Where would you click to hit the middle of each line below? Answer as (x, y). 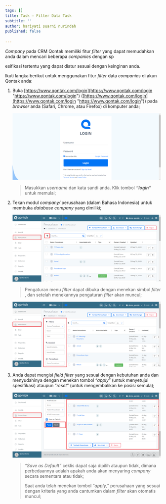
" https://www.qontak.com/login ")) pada (117, 101)
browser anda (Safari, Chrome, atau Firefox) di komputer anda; (76, 106)
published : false (23, 31)
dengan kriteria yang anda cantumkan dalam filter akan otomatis (90, 491)
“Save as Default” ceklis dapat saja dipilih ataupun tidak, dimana (90, 466)
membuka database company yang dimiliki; (57, 208)
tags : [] (14, 10)
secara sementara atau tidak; (54, 476)
